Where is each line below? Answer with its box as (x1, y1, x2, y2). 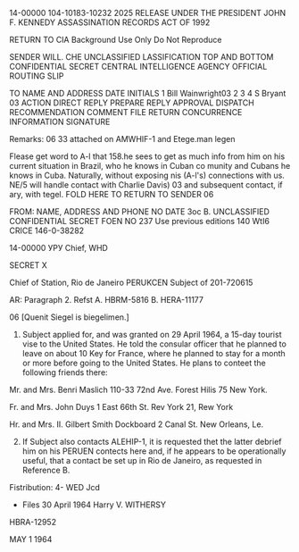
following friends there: (21, 367, 109, 378)
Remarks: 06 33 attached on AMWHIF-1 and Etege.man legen (9, 134, 236, 144)
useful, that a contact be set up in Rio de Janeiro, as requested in (21, 456, 262, 465)
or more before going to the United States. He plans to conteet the (21, 357, 266, 368)
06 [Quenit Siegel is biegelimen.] (9, 312, 129, 322)
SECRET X (9, 260, 47, 271)
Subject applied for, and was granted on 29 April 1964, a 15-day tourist (21, 330, 282, 339)
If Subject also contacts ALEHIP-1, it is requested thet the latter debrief (21, 437, 282, 447)
